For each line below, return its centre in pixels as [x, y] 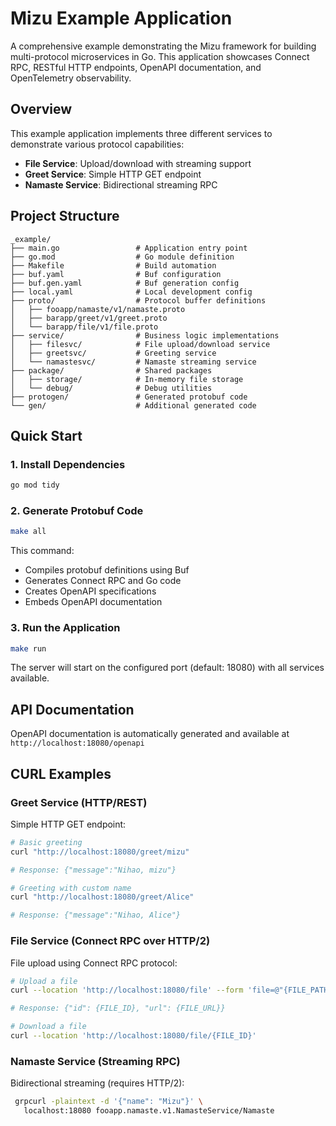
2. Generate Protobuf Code [77, 511]
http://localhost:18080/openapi [77, 743]
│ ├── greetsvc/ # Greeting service [113, 353]
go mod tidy [35, 485]
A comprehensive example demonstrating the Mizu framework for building [163, 46]
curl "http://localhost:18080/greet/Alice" [102, 897]
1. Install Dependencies [68, 464]
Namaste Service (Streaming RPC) [95, 1061]
